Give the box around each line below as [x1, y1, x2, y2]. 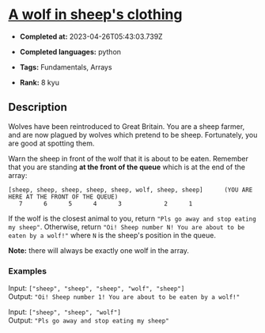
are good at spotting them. [8, 138, 95, 148]
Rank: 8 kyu [19, 78, 59, 87]
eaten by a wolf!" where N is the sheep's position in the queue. [8, 230, 216, 240]
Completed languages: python [19, 47, 121, 56]
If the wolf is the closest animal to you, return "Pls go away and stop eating [8, 214, 257, 223]
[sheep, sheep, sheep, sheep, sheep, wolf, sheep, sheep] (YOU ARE [8, 186, 253, 194]
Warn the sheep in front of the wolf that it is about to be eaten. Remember [8, 153, 249, 163]
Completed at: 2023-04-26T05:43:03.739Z [19, 32, 164, 41]
